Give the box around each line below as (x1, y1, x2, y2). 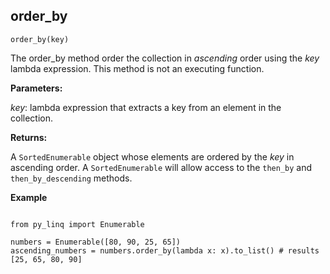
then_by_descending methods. (10, 172, 133, 184)
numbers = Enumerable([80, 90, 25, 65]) (10, 237, 182, 247)
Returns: (10, 131, 48, 143)
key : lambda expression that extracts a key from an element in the (10, 101, 282, 113)
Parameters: (10, 82, 63, 94)
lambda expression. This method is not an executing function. (10, 62, 265, 74)
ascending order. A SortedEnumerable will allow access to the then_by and (10, 161, 313, 173)
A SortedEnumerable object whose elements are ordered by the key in (10, 150, 295, 163)
